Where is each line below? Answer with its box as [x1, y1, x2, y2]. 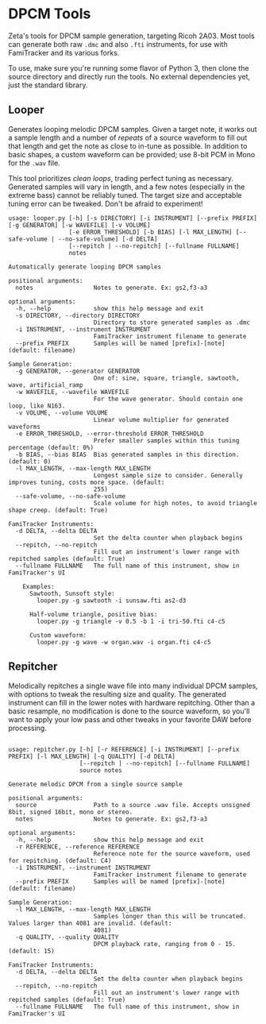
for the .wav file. [8, 158, 61, 168]
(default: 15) [8, 947, 56, 955]
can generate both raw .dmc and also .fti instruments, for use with [8, 39, 228, 48]
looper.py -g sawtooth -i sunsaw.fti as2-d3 [37, 597, 187, 605]
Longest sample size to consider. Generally [93, 471, 244, 479]
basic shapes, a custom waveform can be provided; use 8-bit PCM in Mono [8, 149, 256, 159]
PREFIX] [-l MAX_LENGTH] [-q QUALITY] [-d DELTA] [8, 752, 176, 760]
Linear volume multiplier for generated [93, 415, 229, 423]
